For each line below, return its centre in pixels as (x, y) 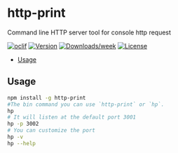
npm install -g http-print (47, 98)
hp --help (22, 143)
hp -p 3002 (23, 124)
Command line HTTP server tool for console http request (89, 32)
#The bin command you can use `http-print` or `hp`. (86, 104)
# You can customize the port (52, 131)
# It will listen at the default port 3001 (72, 117)
